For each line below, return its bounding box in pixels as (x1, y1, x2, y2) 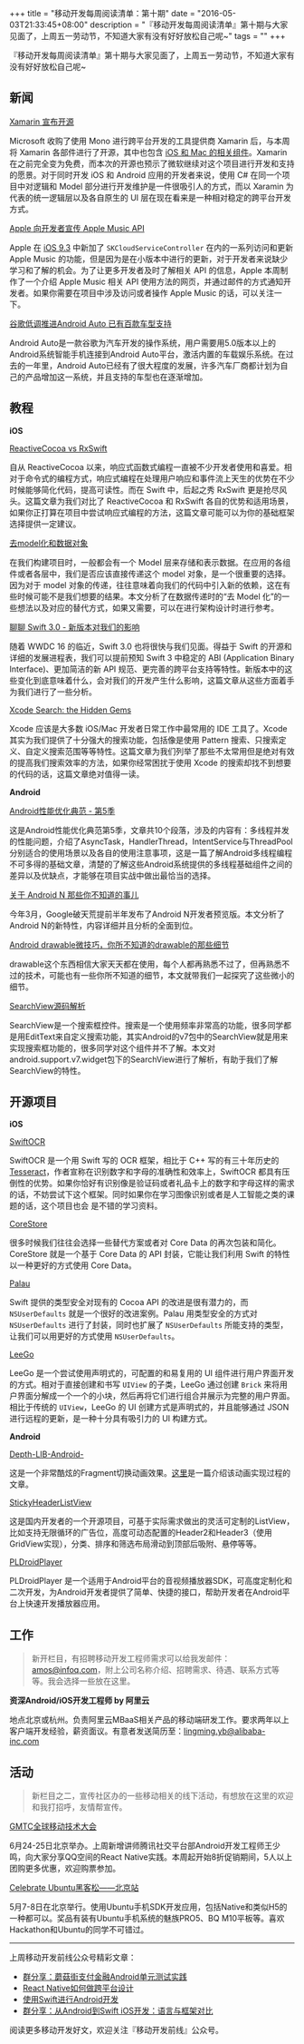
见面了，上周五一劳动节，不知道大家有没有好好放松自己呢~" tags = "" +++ (9, 31, 287, 41)
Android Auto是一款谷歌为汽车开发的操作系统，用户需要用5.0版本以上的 (9, 337, 277, 348)
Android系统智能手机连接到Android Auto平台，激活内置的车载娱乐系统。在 (9, 349, 287, 359)
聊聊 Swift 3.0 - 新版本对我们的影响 (9, 621, 140, 633)
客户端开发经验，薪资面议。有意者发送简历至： (9, 1725, 184, 1736)
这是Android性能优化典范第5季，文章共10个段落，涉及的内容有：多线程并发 (9, 824, 290, 835)
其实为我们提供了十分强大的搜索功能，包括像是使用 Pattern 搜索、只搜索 (9, 734, 279, 745)
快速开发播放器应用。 (24, 1598, 105, 1609)
